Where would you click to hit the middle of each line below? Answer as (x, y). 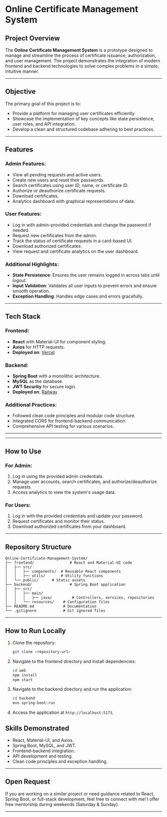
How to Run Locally (36, 631)
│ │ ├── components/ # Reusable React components (63, 572)
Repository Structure (39, 547)
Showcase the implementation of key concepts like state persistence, (83, 119)
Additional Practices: (31, 405)
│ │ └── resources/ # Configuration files (58, 602)
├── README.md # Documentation (51, 607)
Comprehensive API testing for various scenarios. (63, 426)
